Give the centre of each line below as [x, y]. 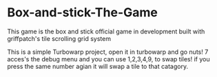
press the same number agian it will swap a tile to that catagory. [97, 66]
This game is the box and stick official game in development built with [106, 31]
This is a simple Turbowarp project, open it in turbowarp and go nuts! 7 [108, 52]
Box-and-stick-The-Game [83, 13]
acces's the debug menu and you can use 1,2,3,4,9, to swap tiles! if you [108, 59]
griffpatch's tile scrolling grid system [59, 38]
